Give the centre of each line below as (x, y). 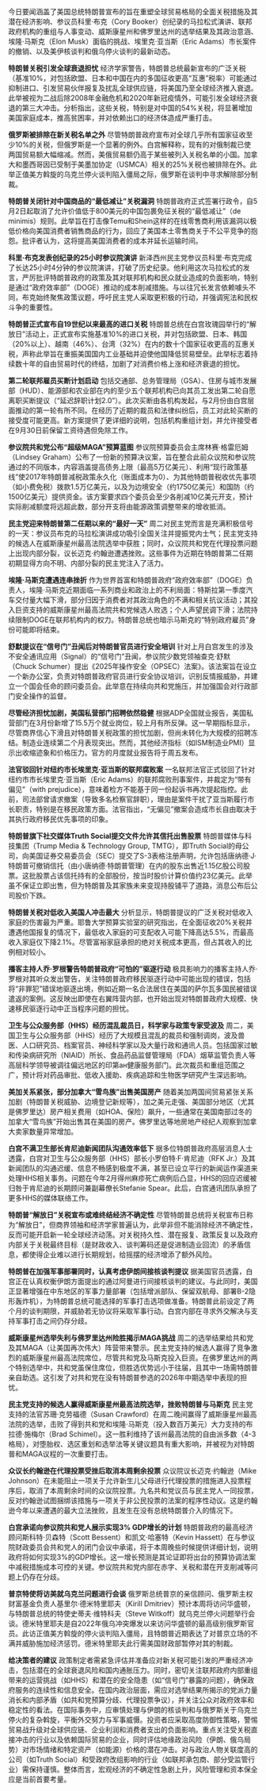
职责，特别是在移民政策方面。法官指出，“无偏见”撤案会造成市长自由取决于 (136, 809)
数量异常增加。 (53, 1132)
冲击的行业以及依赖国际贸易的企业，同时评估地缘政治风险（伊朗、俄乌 (129, 1739)
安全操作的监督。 (43, 696)
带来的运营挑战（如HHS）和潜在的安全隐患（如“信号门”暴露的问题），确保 (128, 1680)
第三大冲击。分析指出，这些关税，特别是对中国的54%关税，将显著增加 (137, 108)
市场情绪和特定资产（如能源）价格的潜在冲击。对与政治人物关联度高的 (143, 1749)
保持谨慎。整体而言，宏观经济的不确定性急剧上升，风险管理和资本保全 (143, 1769)
